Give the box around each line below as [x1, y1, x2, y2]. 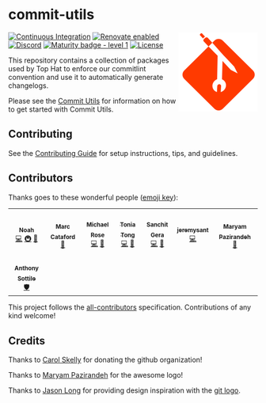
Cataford [50, 233, 76, 241]
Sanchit [146, 221, 169, 229]
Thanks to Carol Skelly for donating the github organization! [8, 355, 203, 365]
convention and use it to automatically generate [8, 72, 164, 82]
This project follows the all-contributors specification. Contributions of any [8, 302, 252, 312]
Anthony [14, 264, 40, 272]
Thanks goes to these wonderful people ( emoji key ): [8, 192, 179, 202]
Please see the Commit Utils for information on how [8, 96, 177, 105]
